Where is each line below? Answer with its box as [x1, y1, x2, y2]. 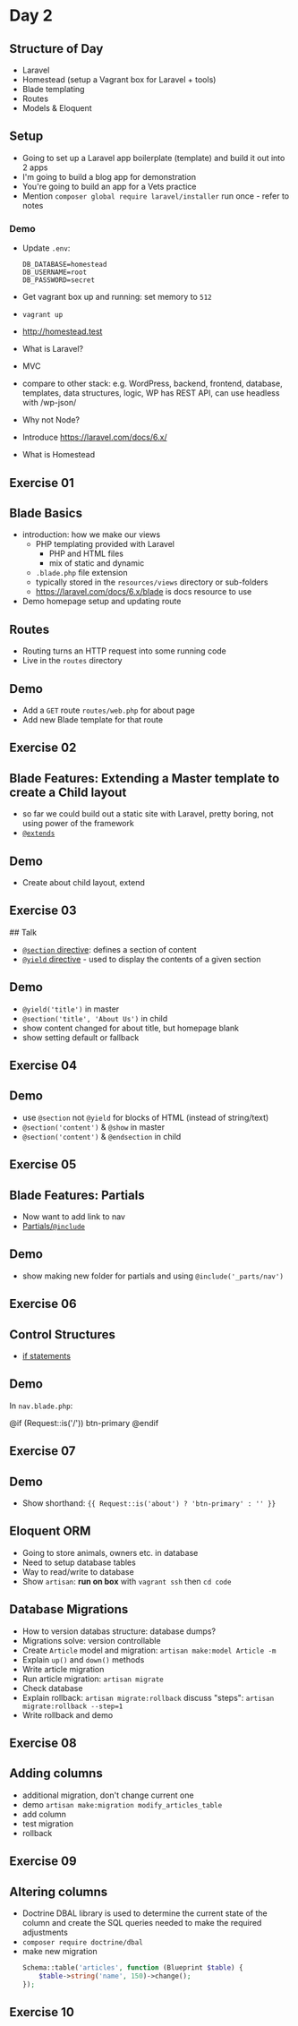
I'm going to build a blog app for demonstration [21, 171, 197, 182]
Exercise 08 [9, 1736, 78, 1751]
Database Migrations [9, 1602, 129, 1617]
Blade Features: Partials [9, 1187, 145, 1202]
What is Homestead [21, 449, 96, 460]
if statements [21, 1351, 72, 1361]
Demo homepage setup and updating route [21, 596, 182, 607]
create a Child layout [9, 784, 127, 799]
